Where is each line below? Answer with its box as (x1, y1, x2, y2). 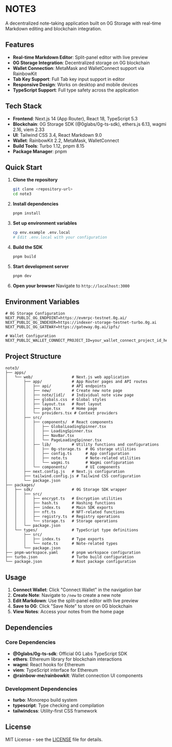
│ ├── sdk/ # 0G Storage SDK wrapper (5, 487, 127, 493)
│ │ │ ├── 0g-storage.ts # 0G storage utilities (5, 447, 137, 452)
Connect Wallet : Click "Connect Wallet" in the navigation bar (12, 587, 142, 593)
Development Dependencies (5, 685, 78, 692)
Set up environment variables (12, 220, 77, 226)
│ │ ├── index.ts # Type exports (5, 537, 104, 542)
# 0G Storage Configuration (5, 311, 66, 316)
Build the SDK (12, 244, 43, 250)
